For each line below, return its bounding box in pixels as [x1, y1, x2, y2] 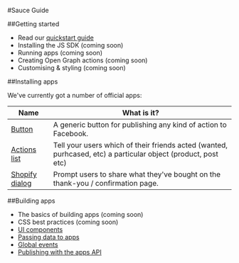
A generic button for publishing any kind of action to [53, 120, 227, 130]
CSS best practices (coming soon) [17, 218, 119, 226]
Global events [17, 240, 58, 249]
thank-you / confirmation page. [53, 179, 159, 188]
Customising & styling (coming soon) [17, 64, 126, 72]
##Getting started [7, 20, 60, 28]
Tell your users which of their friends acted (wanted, [53, 140, 228, 150]
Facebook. [53, 129, 89, 138]
